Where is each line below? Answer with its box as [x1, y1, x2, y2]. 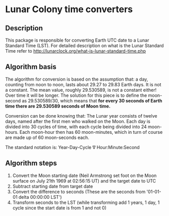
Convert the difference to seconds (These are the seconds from [12, 189, 146, 195]
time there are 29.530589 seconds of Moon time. [5, 103, 111, 109]
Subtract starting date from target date [12, 183, 93, 189]
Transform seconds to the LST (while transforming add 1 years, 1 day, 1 [12, 199, 160, 205]
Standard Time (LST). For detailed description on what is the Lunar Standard [5, 43, 164, 49]
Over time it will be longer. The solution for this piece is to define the [5, 92, 147, 98]
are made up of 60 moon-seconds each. [5, 134, 89, 140]
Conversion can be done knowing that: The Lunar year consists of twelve [5, 113, 157, 119]
